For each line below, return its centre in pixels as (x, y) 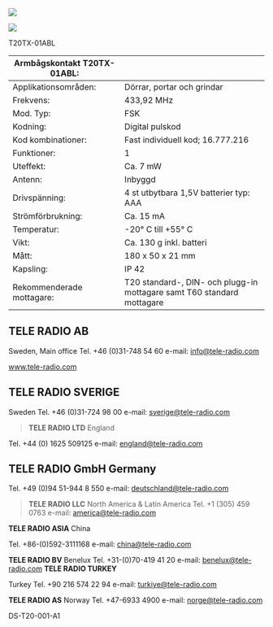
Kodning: (30, 126)
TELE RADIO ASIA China (50, 529)
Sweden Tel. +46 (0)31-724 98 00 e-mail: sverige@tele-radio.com (119, 411)
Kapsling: (30, 269)
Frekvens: (31, 100)
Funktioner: (34, 153)
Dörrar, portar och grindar (174, 87)
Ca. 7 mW (143, 166)
